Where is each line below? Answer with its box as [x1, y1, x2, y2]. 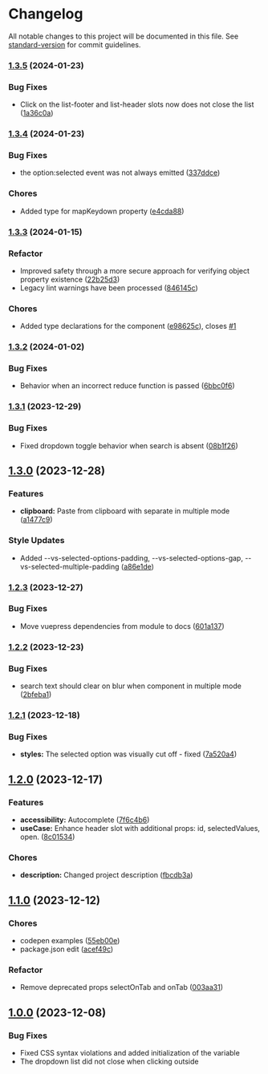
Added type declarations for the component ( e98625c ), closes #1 [19, 322, 237, 331]
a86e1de [123, 561, 152, 571]
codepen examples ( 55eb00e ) [19, 935, 120, 945]
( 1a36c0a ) [19, 108, 54, 118]
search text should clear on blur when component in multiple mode [19, 681, 242, 691]
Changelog [8, 5, 83, 23]
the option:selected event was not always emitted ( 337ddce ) [19, 168, 221, 177]
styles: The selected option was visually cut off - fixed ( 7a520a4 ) [19, 749, 238, 759]
